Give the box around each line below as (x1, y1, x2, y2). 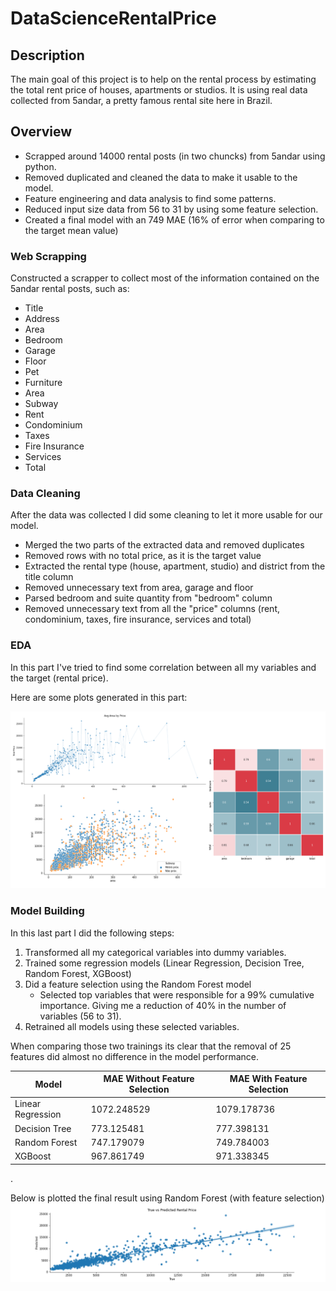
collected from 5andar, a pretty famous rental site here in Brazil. (10, 95, 273, 106)
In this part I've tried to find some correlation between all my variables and (10, 661, 317, 673)
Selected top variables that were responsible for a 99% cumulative (39, 988, 315, 1001)
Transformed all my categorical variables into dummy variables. (24, 946, 287, 958)
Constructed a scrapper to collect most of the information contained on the (10, 272, 320, 284)
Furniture (24, 377, 63, 389)
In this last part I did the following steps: (10, 927, 175, 939)
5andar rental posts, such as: (10, 283, 130, 295)
